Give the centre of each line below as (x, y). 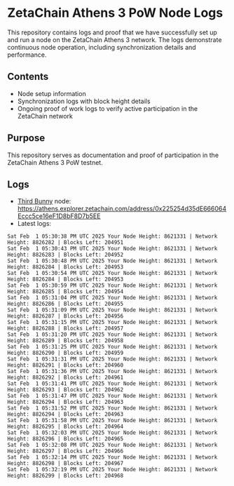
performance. (27, 55)
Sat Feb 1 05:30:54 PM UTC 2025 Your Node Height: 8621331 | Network (112, 274)
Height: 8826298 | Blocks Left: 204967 (66, 464)
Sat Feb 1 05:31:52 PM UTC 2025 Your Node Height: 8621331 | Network (112, 408)
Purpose (26, 138)
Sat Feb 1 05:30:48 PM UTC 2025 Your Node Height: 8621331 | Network (112, 261)
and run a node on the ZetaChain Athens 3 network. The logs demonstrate (115, 39)
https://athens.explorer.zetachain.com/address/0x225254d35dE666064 (122, 209)
